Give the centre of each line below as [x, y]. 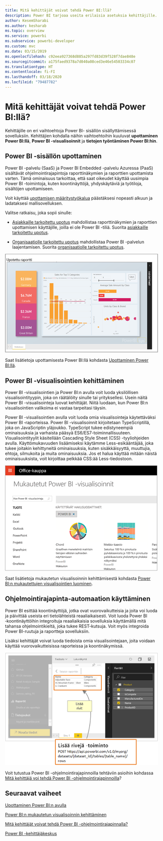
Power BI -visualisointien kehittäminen [65, 381]
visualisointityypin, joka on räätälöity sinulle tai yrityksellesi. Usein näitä [76, 398]
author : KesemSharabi [27, 20]
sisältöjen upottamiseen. [30, 188]
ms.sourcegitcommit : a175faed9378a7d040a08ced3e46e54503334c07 [70, 62]
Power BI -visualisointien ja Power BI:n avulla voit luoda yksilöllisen [72, 393]
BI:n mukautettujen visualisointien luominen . [49, 584]
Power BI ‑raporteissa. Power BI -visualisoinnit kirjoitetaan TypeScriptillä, [78, 423]
